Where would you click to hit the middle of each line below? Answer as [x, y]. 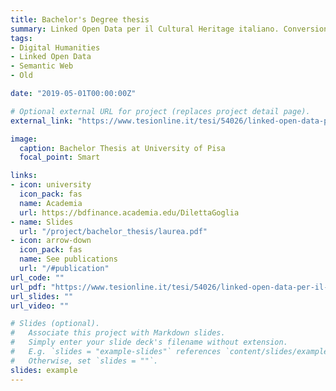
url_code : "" [37, 277]
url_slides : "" [42, 296]
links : [24, 176]
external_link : [42, 121]
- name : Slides [42, 222]
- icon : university [51, 185]
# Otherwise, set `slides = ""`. [84, 361]
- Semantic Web [42, 66]
